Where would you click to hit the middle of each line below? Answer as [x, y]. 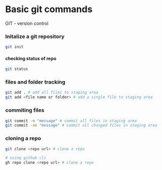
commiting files [25, 110]
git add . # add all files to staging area [52, 93]
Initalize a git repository [35, 36]
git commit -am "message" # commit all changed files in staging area [81, 125]
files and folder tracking [35, 82]
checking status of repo [31, 58]
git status [17, 69]
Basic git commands [49, 9]
